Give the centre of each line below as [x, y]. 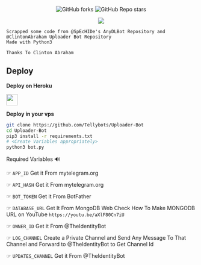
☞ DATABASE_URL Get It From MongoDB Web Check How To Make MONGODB [101, 208]
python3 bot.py [25, 148]
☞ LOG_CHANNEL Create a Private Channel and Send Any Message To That [96, 238]
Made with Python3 [29, 42]
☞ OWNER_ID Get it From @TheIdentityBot [56, 226]
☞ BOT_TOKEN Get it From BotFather [49, 196]
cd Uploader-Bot [26, 130]
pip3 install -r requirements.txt [50, 136]
